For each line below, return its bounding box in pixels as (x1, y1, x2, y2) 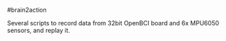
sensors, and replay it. (7, 27, 70, 34)
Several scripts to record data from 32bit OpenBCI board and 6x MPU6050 (7, 19, 219, 27)
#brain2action (7, 6, 47, 14)
